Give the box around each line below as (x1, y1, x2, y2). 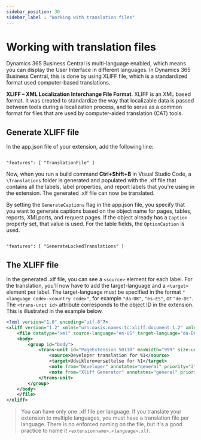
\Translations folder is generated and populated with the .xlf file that (6, 177, 176, 184)
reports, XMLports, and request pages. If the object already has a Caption (6, 214, 188, 221)
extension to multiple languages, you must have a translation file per (20, 414, 190, 421)
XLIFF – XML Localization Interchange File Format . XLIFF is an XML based (6, 91, 191, 98)
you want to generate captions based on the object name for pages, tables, (6, 207, 192, 215)
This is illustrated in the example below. (6, 308, 103, 315)
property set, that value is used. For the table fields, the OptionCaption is (6, 220, 185, 228)
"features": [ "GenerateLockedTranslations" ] (6, 243, 124, 249)
